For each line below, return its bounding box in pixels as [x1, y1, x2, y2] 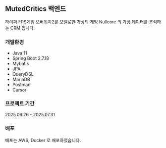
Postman [12, 82, 31, 88]
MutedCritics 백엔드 [5, 4, 66, 13]
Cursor [12, 87, 27, 93]
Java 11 [12, 50, 27, 56]
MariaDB [12, 76, 31, 83]
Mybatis [12, 61, 29, 67]
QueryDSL [12, 71, 34, 77]
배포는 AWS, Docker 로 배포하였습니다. [5, 137, 81, 143]
